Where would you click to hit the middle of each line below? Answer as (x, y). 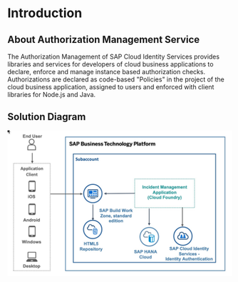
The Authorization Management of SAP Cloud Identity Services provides (113, 56)
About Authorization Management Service (104, 40)
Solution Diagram (47, 117)
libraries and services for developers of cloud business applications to (110, 64)
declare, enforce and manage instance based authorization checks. (106, 72)
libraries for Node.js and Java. (52, 95)
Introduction (45, 13)
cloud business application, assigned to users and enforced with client (111, 87)
